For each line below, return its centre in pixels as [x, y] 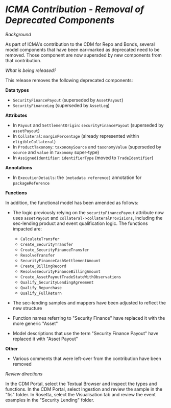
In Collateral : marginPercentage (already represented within [76, 136]
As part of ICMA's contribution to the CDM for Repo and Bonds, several [80, 44]
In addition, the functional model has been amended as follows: [72, 202]
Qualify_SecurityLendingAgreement [57, 282]
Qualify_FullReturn [41, 293]
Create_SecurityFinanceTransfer [55, 250]
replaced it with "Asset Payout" [45, 339]
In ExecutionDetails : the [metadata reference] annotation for [77, 177]
